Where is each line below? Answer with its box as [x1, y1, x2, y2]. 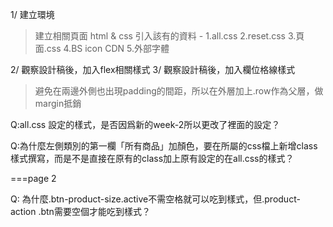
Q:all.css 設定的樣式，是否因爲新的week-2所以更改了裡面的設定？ [10, 119, 281, 130]
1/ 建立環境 [10, 9, 55, 20]
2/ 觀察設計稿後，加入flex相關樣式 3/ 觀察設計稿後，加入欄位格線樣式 [10, 64, 296, 75]
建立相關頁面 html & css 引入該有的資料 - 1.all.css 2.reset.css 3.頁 [34, 30, 305, 42]
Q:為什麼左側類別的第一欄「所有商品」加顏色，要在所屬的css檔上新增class [10, 140, 318, 152]
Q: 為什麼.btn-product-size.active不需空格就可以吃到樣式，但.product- [10, 193, 301, 205]
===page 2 [10, 173, 57, 184]
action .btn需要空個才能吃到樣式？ [10, 206, 151, 217]
